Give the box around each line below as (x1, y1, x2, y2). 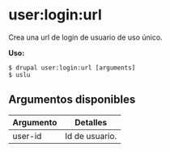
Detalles (74, 116, 108, 128)
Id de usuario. (64, 130, 117, 141)
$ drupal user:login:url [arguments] (8, 63, 136, 72)
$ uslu (8, 70, 31, 78)
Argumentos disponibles (8, 93, 136, 107)
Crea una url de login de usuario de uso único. (8, 32, 164, 42)
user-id (12, 130, 42, 141)
